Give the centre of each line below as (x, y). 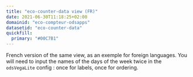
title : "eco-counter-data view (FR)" (52, 11)
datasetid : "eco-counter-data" (44, 28)
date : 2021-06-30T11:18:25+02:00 (47, 17)
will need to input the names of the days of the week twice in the (84, 61)
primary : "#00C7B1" (35, 38)
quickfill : (19, 33)
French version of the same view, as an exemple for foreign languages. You (96, 55)
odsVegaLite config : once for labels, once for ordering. (72, 67)
